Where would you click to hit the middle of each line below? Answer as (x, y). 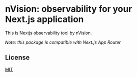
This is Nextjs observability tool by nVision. (49, 33)
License (17, 58)
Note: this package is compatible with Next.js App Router (63, 42)
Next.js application (44, 19)
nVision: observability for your (69, 9)
